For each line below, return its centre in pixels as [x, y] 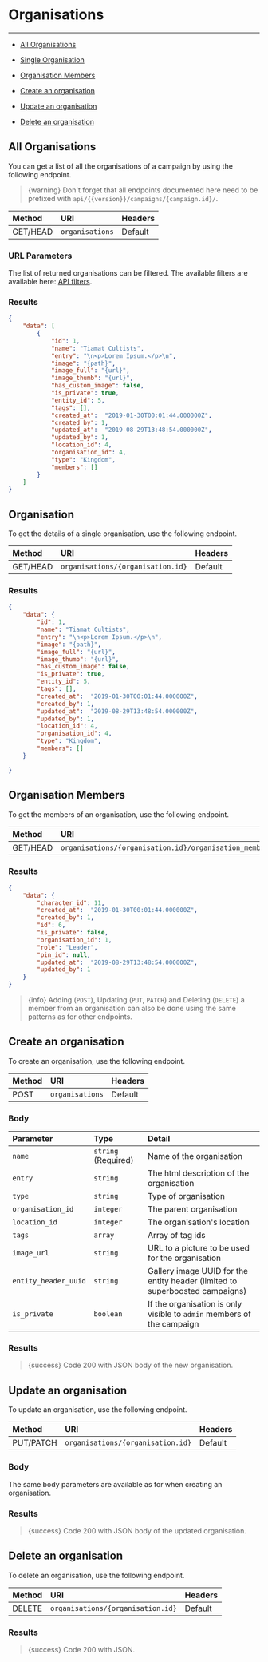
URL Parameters [40, 256]
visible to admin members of [199, 1314]
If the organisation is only [195, 1304]
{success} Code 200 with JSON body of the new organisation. [130, 1365]
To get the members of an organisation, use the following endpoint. [119, 814]
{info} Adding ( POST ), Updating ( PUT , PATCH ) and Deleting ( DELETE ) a [136, 1000]
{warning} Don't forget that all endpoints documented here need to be [143, 190]
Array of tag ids [176, 1236]
